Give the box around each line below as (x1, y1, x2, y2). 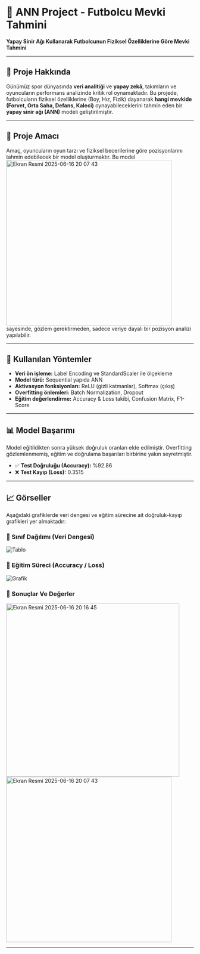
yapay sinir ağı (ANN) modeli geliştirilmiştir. (6, 108, 114, 115)
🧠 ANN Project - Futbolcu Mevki (6, 5, 165, 19)
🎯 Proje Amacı (6, 131, 60, 141)
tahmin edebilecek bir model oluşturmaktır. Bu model (6, 153, 136, 160)
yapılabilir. (6, 331, 32, 339)
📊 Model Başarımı (6, 425, 76, 435)
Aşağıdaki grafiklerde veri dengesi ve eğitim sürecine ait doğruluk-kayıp (6, 512, 183, 518)
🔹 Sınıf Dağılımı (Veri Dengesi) (6, 532, 95, 541)
